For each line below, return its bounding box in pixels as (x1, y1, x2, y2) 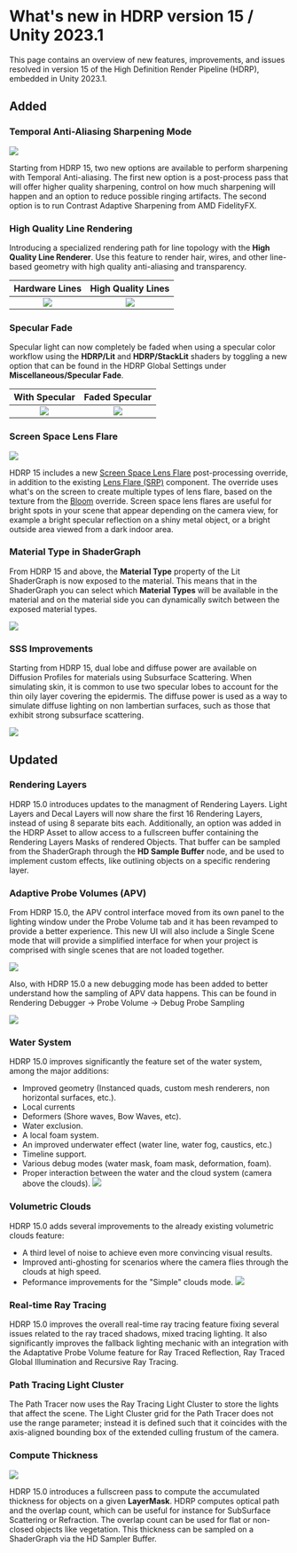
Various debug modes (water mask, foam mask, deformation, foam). (21, 1158, 272, 1169)
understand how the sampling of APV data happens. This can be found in (9, 988, 277, 999)
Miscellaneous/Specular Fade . (9, 370, 124, 380)
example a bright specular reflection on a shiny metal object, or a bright (9, 514, 270, 525)
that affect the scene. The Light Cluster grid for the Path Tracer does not (9, 1408, 274, 1419)
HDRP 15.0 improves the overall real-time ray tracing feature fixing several (9, 1319, 279, 1329)
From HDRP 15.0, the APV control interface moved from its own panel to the (9, 907, 285, 918)
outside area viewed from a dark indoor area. (9, 523, 175, 534)
